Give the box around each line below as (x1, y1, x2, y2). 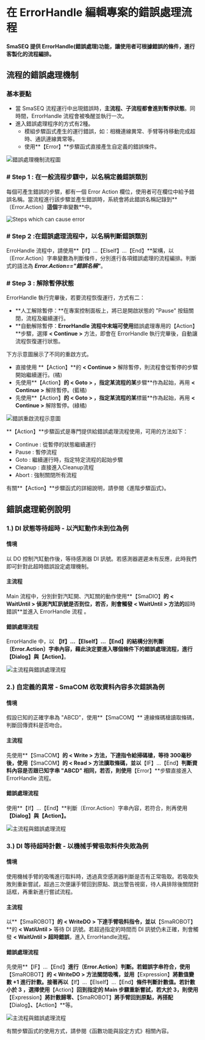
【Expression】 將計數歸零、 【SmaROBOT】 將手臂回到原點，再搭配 (6, 994, 173, 1001)
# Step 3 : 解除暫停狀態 (6, 279, 74, 288)
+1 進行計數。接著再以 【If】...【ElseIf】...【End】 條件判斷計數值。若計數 (13, 978, 195, 986)
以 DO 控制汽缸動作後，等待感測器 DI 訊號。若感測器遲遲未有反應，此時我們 (6, 555, 197, 562)
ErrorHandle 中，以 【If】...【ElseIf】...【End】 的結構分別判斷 (6, 637, 164, 645)
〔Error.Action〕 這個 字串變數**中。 (6, 203, 96, 210)
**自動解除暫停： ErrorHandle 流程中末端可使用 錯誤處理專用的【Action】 (15, 322, 198, 330)
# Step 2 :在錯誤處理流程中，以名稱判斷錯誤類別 (6, 232, 148, 240)
